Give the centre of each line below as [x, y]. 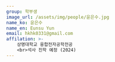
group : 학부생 [22, 12]
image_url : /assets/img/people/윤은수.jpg [58, 17]
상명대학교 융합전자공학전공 [45, 45]
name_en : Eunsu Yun [30, 28]
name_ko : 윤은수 [24, 22]
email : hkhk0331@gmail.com [40, 34]
